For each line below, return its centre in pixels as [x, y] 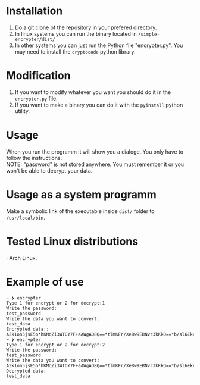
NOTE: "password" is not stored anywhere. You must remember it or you [95, 164]
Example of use [45, 282]
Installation [35, 11]
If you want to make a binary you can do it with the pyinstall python [99, 105]
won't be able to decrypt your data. [49, 170]
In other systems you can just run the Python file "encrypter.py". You [99, 45]
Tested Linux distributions [72, 241]
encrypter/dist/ [35, 39]
